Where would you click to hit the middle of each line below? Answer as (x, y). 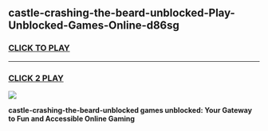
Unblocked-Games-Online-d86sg (94, 26)
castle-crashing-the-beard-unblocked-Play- (122, 13)
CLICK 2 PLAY (36, 78)
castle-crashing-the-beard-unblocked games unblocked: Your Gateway (130, 110)
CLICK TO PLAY (39, 48)
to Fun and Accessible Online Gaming (72, 118)
